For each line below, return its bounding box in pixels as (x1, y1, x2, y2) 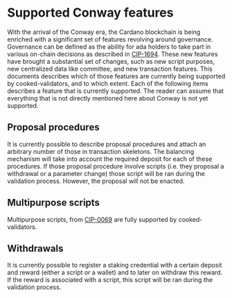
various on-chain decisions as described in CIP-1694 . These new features (7, 50, 218, 58)
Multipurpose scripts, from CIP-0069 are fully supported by (7, 215, 177, 223)
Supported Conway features (7, 5, 174, 21)
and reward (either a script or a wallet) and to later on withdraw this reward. (7, 268, 223, 277)
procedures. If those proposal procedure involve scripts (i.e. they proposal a (7, 161, 224, 170)
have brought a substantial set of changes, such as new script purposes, (7, 57, 215, 65)
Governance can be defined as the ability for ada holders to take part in (7, 42, 211, 51)
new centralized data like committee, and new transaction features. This (7, 64, 213, 73)
